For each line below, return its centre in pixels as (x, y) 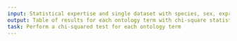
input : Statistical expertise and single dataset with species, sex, (112, 14)
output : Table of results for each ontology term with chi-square (107, 20)
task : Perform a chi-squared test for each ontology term (94, 26)
